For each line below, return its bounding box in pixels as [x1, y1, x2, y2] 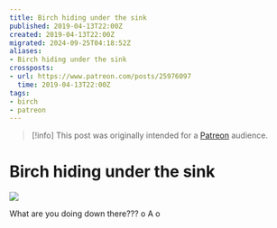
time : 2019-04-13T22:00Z [17, 80, 111, 89]
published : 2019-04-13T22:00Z [9, 22, 124, 31]
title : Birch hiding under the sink [9, 13, 147, 23]
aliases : [9, 47, 42, 56]
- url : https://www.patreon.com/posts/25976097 [9, 72, 192, 81]
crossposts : [9, 64, 54, 73]
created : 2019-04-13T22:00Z [9, 30, 115, 39]
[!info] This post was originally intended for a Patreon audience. [31, 130, 269, 141]
